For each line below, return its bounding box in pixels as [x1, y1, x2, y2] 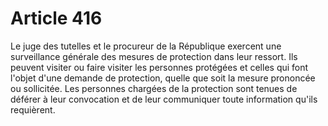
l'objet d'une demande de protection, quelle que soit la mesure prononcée [10, 72, 316, 84]
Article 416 [10, 7, 103, 30]
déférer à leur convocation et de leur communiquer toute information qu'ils [10, 93, 318, 105]
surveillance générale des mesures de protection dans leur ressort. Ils [10, 50, 298, 62]
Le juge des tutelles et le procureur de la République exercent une [10, 40, 282, 52]
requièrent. [10, 103, 56, 116]
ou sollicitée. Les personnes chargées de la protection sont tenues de [10, 82, 298, 94]
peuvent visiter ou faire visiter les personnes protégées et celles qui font [10, 61, 309, 73]
